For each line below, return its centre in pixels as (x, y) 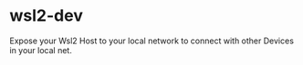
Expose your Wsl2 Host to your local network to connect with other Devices (152, 41)
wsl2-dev (47, 16)
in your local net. (41, 50)
